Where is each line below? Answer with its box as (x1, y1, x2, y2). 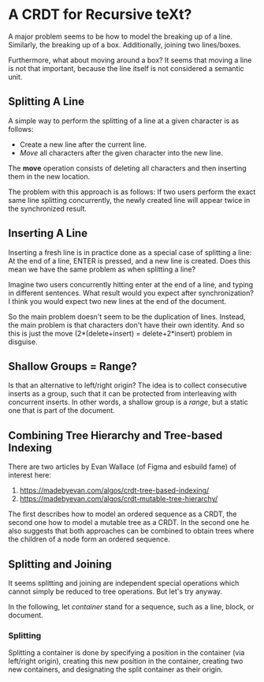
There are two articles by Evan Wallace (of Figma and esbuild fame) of (8, 462, 237, 471)
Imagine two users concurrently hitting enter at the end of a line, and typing (8, 279, 254, 289)
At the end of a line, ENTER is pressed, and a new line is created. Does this (8, 256, 251, 265)
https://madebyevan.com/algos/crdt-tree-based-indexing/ (19, 485, 210, 495)
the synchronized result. (8, 204, 87, 213)
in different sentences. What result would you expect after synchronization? (8, 288, 255, 298)
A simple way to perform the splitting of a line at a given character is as (8, 116, 240, 126)
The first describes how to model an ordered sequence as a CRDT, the (8, 509, 237, 519)
